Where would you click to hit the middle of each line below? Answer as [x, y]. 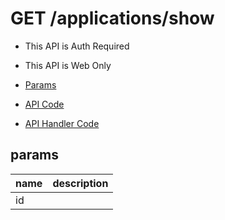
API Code [44, 104]
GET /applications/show [112, 18]
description [80, 183]
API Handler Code [62, 123]
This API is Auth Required [77, 46]
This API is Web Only [68, 65]
